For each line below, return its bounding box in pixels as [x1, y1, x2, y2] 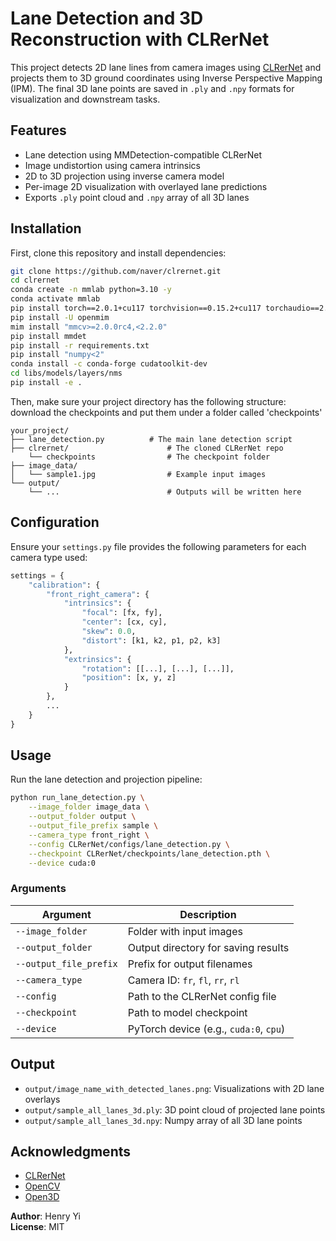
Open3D [24, 1191, 60, 1203]
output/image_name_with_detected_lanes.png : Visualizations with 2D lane [24, 1082, 325, 1094]
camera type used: [10, 551, 88, 563]
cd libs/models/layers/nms [10, 368, 123, 379]
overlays [24, 1093, 61, 1105]
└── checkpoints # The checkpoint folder [28, 452, 271, 462]
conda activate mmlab [10, 294, 101, 304]
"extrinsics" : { [63, 654, 132, 664]
